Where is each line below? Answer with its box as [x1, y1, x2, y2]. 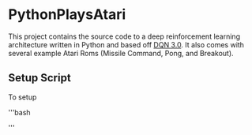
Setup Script [8, 71, 71, 84]
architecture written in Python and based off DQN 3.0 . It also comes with [8, 39, 245, 49]
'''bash [8, 107, 31, 117]
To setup [8, 92, 37, 102]
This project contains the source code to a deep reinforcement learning [8, 32, 241, 41]
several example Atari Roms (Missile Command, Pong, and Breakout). [8, 48, 235, 58]
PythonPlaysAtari [8, 6, 126, 24]
